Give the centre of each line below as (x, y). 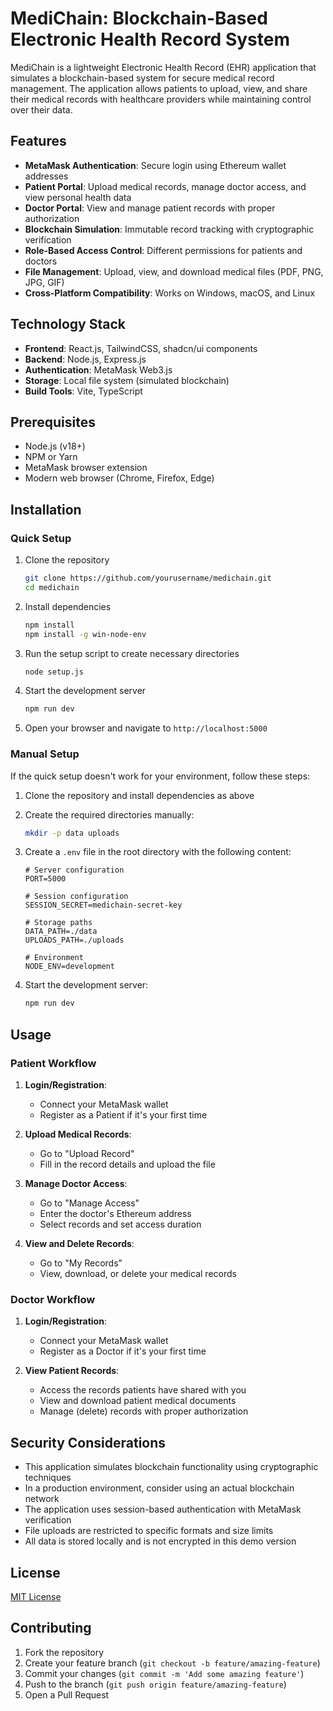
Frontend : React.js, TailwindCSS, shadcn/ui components (141, 348)
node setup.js (54, 672)
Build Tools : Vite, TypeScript (83, 391)
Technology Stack (68, 324)
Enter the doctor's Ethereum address (115, 1214)
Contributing (51, 1628)
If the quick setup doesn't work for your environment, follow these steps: (160, 776)
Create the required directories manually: (109, 814)
